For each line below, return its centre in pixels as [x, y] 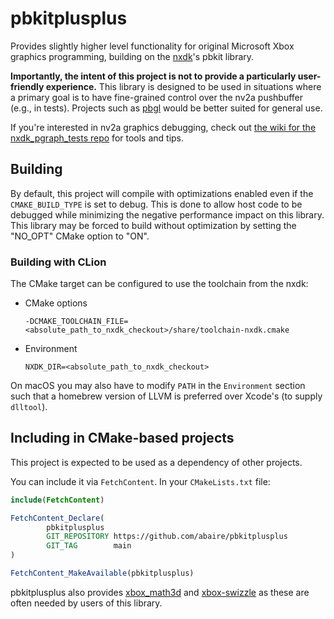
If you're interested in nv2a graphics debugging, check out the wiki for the [163, 127]
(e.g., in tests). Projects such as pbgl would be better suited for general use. [166, 108]
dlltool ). [29, 407]
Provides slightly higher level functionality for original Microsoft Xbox [152, 46]
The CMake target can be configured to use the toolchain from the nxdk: [159, 284]
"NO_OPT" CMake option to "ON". [80, 236]
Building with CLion [58, 262]
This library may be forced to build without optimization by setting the [153, 225]
